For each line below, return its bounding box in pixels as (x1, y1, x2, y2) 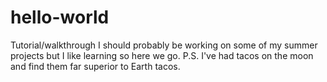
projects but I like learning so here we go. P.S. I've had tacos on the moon (10, 49, 314, 61)
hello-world (10, 6, 110, 29)
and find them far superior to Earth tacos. (10, 60, 181, 72)
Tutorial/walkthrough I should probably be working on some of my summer (10, 39, 318, 51)
